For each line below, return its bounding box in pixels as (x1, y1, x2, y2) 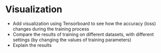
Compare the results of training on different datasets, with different (12, 31, 154, 37)
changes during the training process (12, 25, 89, 32)
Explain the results (12, 42, 52, 48)
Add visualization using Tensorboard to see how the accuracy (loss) (12, 20, 156, 26)
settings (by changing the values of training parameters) (12, 37, 131, 43)
